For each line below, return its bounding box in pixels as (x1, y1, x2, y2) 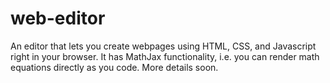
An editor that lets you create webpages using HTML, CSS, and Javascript (10, 40, 317, 52)
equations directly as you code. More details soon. (10, 61, 219, 73)
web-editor (10, 7, 106, 30)
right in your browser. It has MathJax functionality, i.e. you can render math (10, 50, 320, 62)
